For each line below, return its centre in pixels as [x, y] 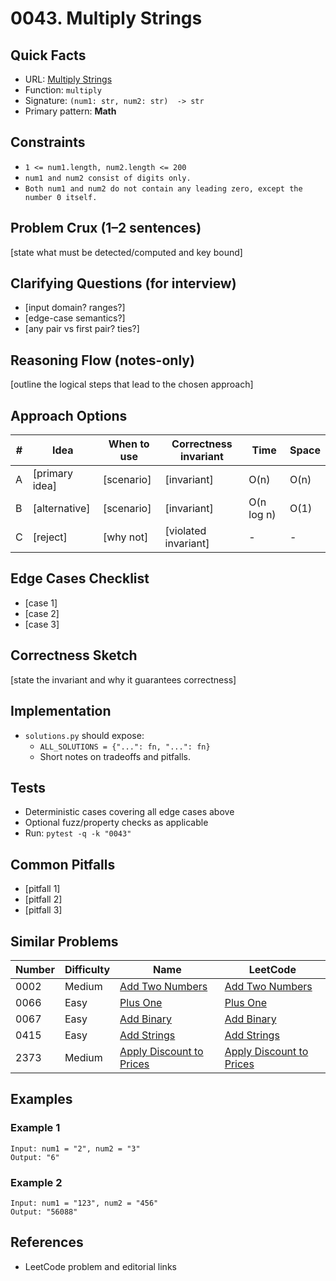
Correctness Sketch [74, 655]
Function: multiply [63, 90]
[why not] [125, 537]
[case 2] [42, 613]
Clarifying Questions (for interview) [123, 283]
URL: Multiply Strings [68, 79]
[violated [185, 531]
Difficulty [87, 969]
